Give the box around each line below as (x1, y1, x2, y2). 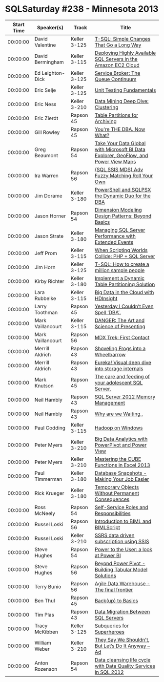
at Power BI (94, 552, 121, 559)
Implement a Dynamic (94, 275, 145, 281)
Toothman (34, 309, 58, 316)
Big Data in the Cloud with (94, 289, 154, 296)
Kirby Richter (34, 277, 64, 284)
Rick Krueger (34, 490, 64, 496)
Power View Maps (94, 158, 136, 165)
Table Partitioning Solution (94, 281, 155, 288)
